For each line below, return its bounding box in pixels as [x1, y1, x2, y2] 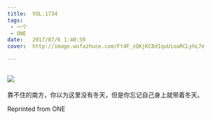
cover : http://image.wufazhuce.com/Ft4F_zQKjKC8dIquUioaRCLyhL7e [7, 43, 205, 50]
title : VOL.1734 [7, 10, 58, 18]
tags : [7, 17, 23, 24]
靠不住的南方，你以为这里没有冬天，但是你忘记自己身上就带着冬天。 [7, 91, 204, 99]
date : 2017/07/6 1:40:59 [7, 36, 86, 44]
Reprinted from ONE [7, 105, 66, 113]
